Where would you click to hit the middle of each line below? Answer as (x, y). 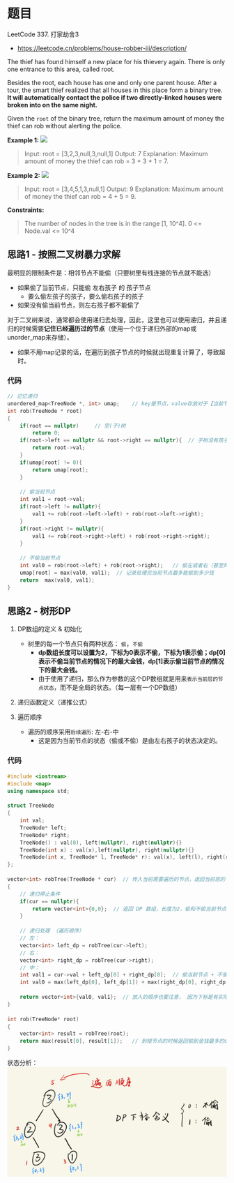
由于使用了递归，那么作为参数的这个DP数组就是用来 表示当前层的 (128, 679)
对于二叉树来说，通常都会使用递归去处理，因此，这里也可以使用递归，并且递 (117, 319)
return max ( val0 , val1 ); (57, 580)
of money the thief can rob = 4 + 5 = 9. (80, 196)
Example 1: (23, 140)
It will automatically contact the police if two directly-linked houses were (115, 97)
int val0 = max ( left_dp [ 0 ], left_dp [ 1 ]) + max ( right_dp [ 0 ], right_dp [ (124, 982)
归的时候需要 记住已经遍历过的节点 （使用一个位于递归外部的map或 (102, 329)
